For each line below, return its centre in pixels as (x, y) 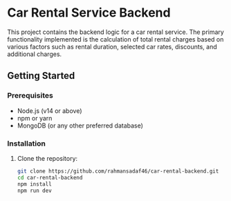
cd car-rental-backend (50, 177)
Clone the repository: (47, 158)
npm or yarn (35, 118)
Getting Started (41, 76)
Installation (27, 143)
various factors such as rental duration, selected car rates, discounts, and (112, 46)
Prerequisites (30, 96)
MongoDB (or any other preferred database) (80, 125)
